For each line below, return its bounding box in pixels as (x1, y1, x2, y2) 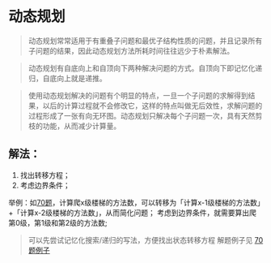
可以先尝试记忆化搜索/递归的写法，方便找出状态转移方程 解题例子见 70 (28, 235, 264, 244)
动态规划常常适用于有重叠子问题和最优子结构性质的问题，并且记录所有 (28, 36, 263, 45)
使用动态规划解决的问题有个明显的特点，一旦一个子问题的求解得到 (28, 90, 248, 100)
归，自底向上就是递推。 (28, 73, 107, 83)
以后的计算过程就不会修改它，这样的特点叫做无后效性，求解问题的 (42, 101, 263, 110)
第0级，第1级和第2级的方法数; (8, 218, 108, 227)
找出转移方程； (19, 170, 70, 179)
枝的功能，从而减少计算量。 (28, 121, 121, 131)
